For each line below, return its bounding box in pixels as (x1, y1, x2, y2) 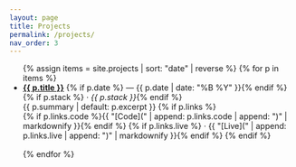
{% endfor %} (22, 149, 75, 160)
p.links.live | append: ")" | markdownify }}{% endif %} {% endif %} (22, 130, 272, 141)
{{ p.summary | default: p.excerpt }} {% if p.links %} (22, 101, 217, 113)
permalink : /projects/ (9, 30, 95, 39)
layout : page (9, 13, 59, 23)
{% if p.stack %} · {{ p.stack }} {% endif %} (22, 92, 183, 103)
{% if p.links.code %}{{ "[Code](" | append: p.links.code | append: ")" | (22, 111, 288, 122)
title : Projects (9, 22, 71, 31)
